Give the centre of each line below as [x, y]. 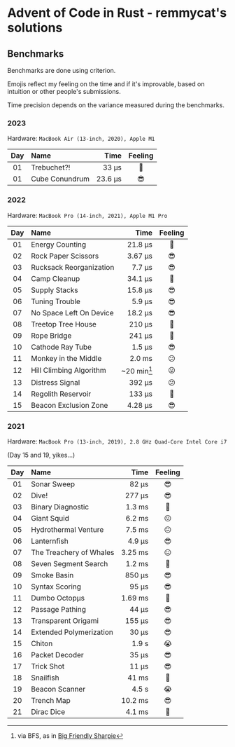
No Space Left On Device [72, 313]
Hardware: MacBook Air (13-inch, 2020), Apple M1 [81, 139]
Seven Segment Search [70, 564]
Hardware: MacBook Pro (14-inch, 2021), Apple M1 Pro [87, 215]
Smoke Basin [52, 575]
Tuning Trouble [56, 301]
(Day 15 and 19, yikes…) [41, 455]
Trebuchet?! [51, 167]
